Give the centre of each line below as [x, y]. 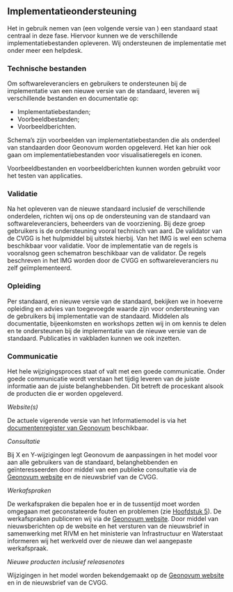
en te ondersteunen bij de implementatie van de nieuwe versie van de [107, 330]
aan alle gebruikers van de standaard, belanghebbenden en [93, 462]
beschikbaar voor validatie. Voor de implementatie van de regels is [103, 246]
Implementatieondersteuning [72, 11]
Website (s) [23, 407]
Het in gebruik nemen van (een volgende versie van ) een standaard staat [112, 28]
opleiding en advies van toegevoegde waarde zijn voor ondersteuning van [113, 308]
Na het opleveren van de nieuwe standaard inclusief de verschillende [106, 209]
